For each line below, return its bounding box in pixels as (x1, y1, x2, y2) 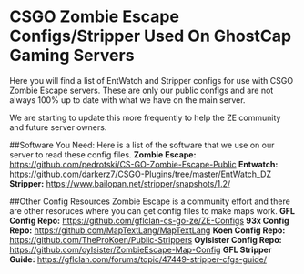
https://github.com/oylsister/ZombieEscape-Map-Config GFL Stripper (9, 244, 272, 255)
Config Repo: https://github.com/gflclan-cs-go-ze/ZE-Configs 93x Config (9, 215, 289, 226)
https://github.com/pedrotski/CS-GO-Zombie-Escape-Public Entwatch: (9, 158, 279, 169)
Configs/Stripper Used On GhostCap (9, 25, 292, 46)
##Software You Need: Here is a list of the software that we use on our (9, 139, 275, 150)
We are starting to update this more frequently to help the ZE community (9, 112, 281, 123)
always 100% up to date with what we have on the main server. (9, 94, 246, 106)
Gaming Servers (9, 46, 135, 66)
